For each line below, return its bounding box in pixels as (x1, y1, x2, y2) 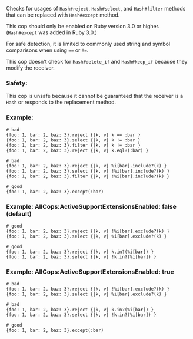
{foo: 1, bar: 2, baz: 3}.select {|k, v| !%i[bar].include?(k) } (6, 168, 169, 174)
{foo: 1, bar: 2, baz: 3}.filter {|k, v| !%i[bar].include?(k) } (6, 173, 169, 179)
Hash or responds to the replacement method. (6, 98, 117, 106)
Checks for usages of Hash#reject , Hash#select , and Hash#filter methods (6, 5, 186, 12)
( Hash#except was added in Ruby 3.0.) (6, 29, 97, 36)
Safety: (6, 79, 28, 87)
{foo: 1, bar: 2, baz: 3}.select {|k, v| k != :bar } (6, 137, 141, 143)
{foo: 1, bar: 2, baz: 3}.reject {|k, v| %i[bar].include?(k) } (6, 163, 167, 169)
